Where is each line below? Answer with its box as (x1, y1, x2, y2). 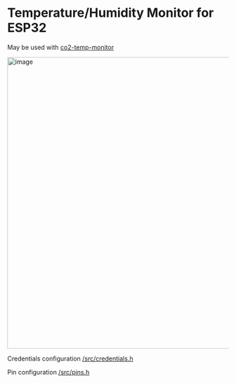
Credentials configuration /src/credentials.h (7, 354, 133, 363)
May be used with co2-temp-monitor (7, 43, 114, 51)
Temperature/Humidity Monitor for (7, 5, 214, 21)
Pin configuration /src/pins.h (7, 368, 90, 376)
